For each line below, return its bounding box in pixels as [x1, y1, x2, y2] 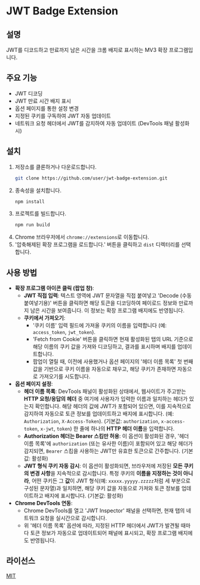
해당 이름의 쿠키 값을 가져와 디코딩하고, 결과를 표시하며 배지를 [32, 343, 176, 350]
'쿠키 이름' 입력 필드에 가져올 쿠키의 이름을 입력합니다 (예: [32, 322, 167, 329]
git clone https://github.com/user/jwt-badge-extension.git [14, 175, 168, 181]
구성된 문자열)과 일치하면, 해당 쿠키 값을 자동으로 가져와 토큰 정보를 [23, 485, 180, 492]
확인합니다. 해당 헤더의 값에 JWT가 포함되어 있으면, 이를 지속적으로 [35, 403, 192, 410]
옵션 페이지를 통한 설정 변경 [14, 104, 79, 112]
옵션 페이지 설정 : [14, 380, 53, 388]
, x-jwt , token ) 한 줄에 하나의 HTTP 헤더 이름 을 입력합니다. [37, 425, 175, 432]
